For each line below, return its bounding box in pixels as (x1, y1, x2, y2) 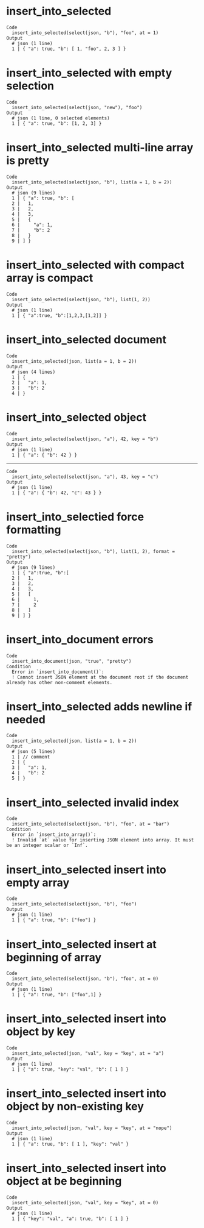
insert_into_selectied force (6, 510, 144, 524)
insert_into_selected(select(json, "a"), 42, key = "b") (12, 436, 159, 442)
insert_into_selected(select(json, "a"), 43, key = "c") (12, 474, 159, 480)
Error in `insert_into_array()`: (12, 832, 97, 838)
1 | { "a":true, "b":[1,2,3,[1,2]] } (12, 312, 107, 318)
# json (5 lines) (12, 749, 56, 755)
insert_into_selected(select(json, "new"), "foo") (12, 104, 143, 110)
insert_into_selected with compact (6, 258, 185, 272)
